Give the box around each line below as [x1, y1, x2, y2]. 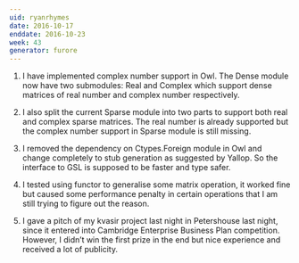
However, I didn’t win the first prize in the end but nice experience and [21, 234, 281, 245]
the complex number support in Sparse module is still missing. [21, 126, 252, 136]
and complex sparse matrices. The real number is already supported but [21, 117, 288, 127]
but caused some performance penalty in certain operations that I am [21, 189, 278, 200]
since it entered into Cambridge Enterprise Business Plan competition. [21, 225, 280, 236]
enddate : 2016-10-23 [9, 29, 87, 38]
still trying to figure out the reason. [21, 198, 150, 210]
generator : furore [9, 46, 78, 55]
